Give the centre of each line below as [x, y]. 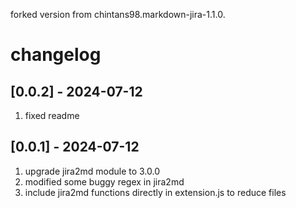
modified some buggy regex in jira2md [104, 181]
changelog [56, 55]
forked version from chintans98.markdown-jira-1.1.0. [118, 14]
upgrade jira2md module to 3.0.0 [92, 171]
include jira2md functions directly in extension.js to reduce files [155, 192]
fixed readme [52, 115]
